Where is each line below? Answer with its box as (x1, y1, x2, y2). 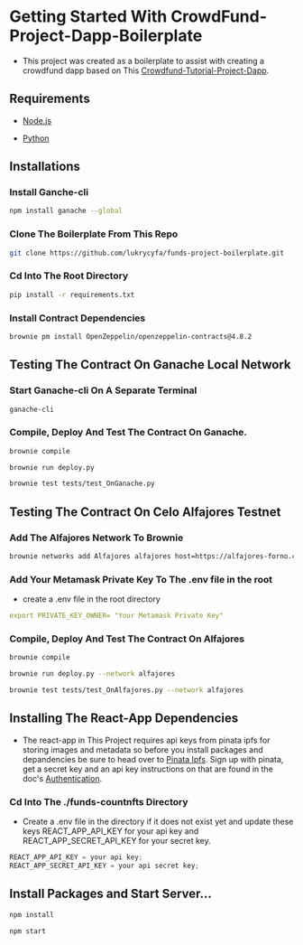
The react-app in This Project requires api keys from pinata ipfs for (22, 734, 271, 745)
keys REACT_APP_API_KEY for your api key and (22, 826, 199, 837)
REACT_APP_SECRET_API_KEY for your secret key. (22, 836, 212, 847)
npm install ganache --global (9, 206, 124, 216)
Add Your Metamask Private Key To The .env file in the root (9, 573, 273, 585)
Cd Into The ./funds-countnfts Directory (9, 795, 188, 808)
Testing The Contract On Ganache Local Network (9, 357, 291, 372)
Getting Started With (9, 6, 168, 27)
